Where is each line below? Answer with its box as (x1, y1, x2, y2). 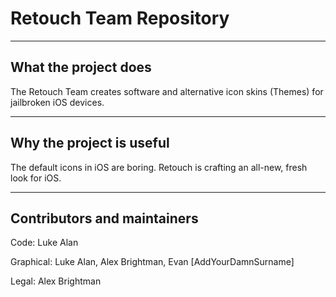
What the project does (10, 59, 152, 76)
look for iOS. (10, 172, 62, 184)
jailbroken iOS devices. (10, 96, 105, 108)
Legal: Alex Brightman (10, 275, 102, 287)
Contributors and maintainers (10, 210, 199, 227)
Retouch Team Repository (10, 7, 230, 30)
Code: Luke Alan (10, 237, 79, 249)
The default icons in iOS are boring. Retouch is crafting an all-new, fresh (10, 161, 308, 173)
